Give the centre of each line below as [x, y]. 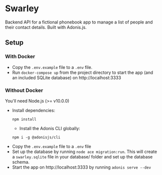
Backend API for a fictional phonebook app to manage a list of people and [79, 22]
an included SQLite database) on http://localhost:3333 [67, 77]
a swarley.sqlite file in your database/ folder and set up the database [82, 156]
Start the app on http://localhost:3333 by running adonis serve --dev [81, 167]
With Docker [20, 57]
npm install [24, 119]
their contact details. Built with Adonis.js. [46, 27]
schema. [21, 162]
